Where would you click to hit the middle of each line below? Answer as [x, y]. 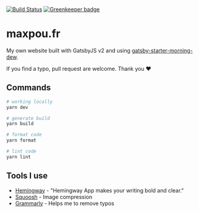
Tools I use [27, 176]
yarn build [20, 124]
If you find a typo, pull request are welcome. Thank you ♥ [79, 68]
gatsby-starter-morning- [162, 50]
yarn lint [19, 157]
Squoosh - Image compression [54, 197]
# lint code [21, 151]
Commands [29, 88]
